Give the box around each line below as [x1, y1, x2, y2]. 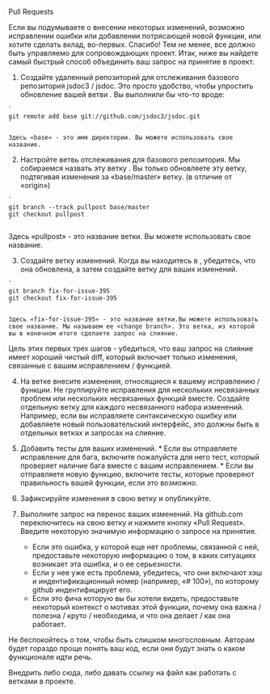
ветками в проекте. [8, 676, 76, 686]
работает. [32, 620, 66, 629]
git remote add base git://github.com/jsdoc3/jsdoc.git [8, 112, 200, 120]
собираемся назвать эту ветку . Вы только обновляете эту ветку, [19, 163, 247, 173]
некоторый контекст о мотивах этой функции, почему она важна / [32, 602, 261, 612]
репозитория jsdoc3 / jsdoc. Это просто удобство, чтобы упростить [19, 81, 254, 90]
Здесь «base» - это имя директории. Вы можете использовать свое [8, 133, 233, 141]
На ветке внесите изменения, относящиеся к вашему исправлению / [19, 376, 260, 386]
